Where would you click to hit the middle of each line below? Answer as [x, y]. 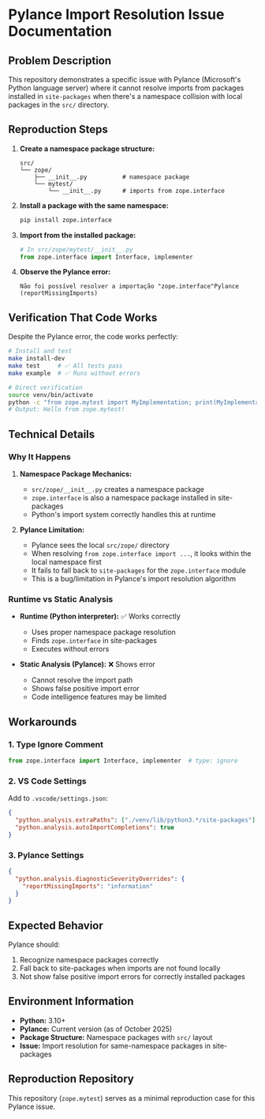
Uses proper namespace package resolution [103, 632]
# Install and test [40, 351]
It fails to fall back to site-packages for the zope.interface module [138, 570]
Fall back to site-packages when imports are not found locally [120, 968]
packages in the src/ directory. [59, 105]
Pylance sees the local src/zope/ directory [100, 545]
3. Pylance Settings [46, 855]
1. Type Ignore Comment [56, 744]
